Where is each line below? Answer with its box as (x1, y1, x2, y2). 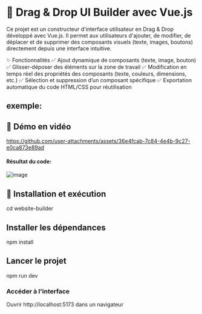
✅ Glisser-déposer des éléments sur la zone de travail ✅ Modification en (6, 63, 187, 70)
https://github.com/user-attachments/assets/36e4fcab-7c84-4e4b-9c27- (6, 137, 191, 145)
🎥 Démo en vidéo (6, 121, 71, 132)
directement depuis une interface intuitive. (6, 45, 112, 52)
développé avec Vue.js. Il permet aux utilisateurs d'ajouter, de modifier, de (6, 31, 192, 39)
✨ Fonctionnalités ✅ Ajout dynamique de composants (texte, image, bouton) (6, 56, 197, 64)
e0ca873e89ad (6, 144, 44, 151)
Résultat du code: (6, 157, 52, 165)
